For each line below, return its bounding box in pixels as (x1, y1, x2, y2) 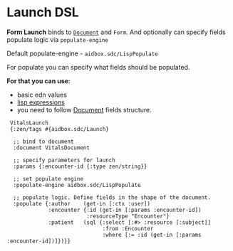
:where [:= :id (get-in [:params (102, 231, 202, 238)
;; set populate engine (13, 175, 83, 182)
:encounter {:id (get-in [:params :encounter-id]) (48, 206, 202, 213)
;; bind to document (13, 138, 74, 145)
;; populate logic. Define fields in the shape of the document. (13, 193, 212, 201)
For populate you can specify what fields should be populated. (6, 63, 190, 71)
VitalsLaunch (9, 119, 49, 127)
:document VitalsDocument (13, 144, 90, 151)
